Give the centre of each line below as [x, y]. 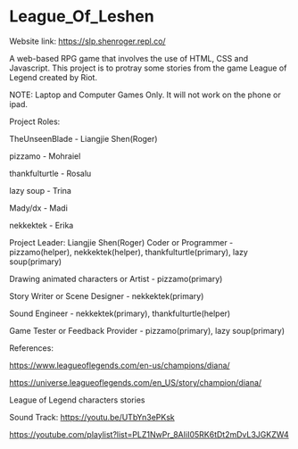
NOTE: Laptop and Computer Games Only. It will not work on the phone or [145, 95]
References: [31, 348]
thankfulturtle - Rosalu [50, 173]
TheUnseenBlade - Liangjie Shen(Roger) [83, 138]
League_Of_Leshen [82, 17]
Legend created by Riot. [54, 77]
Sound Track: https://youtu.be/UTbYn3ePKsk [92, 417]
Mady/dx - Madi [39, 208]
